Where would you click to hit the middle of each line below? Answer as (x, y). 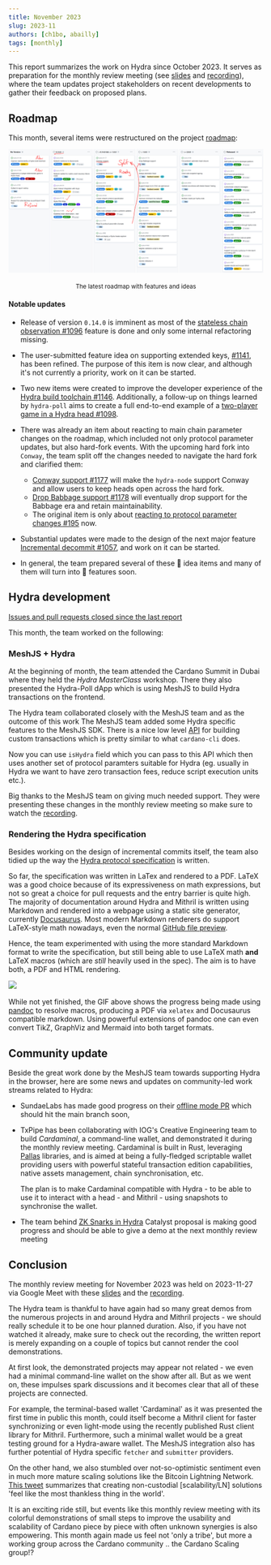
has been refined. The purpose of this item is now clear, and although (136, 363)
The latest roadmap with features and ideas (136, 286)
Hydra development (59, 598)
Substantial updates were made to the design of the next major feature (138, 539)
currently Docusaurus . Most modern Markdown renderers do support (124, 919)
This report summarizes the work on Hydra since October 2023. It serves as (135, 67)
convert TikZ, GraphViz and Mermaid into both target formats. (111, 1028)
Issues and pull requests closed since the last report (95, 617)
